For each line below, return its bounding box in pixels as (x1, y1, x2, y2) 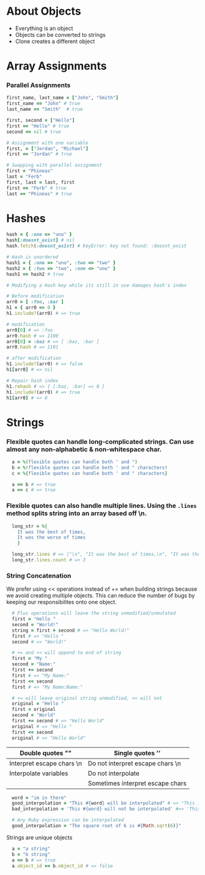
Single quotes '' (113, 749, 161, 757)
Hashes (6, 211, 46, 225)
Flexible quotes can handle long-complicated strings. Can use (6, 437, 194, 445)
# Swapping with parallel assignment (6, 162, 103, 169)
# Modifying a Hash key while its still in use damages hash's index (6, 282, 187, 289)
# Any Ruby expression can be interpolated (12, 817, 124, 824)
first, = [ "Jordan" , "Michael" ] (6, 145, 88, 151)
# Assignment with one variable (6, 140, 88, 146)
